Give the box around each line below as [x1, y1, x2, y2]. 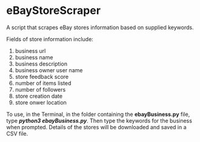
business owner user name [15, 66, 83, 73]
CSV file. [6, 130, 28, 137]
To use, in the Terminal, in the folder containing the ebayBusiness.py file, [6, 110, 190, 118]
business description [15, 60, 68, 67]
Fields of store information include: [6, 35, 94, 42]
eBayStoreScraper [6, 4, 101, 18]
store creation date [15, 92, 62, 100]
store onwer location [15, 98, 67, 106]
